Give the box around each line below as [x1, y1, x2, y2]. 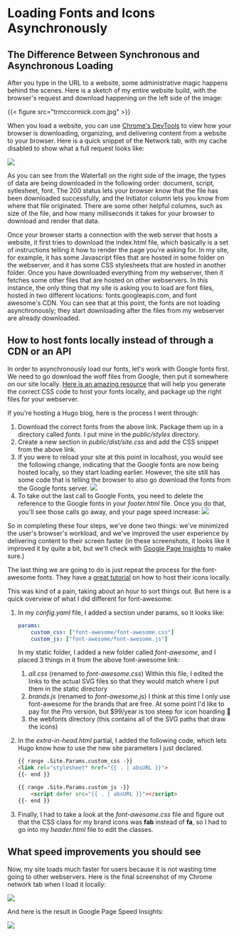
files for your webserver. [7, 394, 80, 403]
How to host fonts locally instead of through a [7, 334, 214, 346]
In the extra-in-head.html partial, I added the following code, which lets [17, 736, 227, 745]
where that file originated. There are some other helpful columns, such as [7, 202, 223, 210]
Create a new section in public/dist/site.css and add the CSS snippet [17, 437, 219, 446]
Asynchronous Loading [7, 59, 114, 72]
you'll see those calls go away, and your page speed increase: [17, 508, 201, 516]
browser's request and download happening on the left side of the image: [7, 94, 223, 102]
